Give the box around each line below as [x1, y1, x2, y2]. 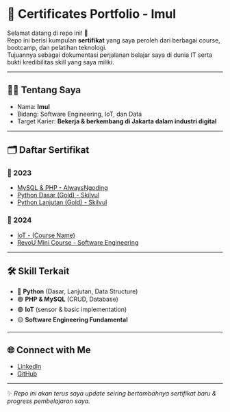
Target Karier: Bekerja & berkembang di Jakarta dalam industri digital [16, 117, 217, 125]
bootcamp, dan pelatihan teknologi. [7, 43, 107, 51]
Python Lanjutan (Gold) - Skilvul [16, 198, 107, 206]
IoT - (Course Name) [16, 231, 75, 239]
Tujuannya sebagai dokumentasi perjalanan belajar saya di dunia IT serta [7, 51, 213, 59]
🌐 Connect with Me [7, 344, 91, 356]
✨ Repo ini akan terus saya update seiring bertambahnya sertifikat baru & [7, 389, 217, 398]
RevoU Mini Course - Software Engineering [16, 238, 139, 246]
